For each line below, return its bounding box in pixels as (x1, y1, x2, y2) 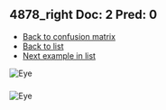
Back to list (22, 41, 64, 51)
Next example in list (22, 50, 97, 61)
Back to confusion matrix (22, 31, 115, 41)
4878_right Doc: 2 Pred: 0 (9, 7, 158, 23)
